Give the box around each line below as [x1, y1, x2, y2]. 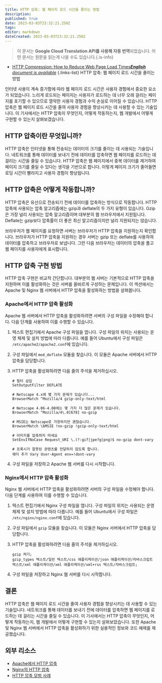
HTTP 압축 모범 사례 [12, 672, 51, 678]
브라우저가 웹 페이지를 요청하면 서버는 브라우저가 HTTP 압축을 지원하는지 [5, 228, 144, 233]
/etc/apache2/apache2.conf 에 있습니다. [12, 341, 89, 347]
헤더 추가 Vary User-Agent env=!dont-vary [12, 452, 96, 456]
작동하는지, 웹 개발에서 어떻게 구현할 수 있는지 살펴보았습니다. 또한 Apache [14, 619, 156, 625]
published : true [5, 16, 38, 21]
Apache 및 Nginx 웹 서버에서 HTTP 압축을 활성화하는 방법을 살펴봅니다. [5, 287, 142, 293]
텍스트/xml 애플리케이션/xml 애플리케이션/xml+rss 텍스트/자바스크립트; [12, 562, 138, 567]
